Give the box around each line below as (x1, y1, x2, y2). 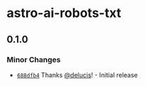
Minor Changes (6, 55, 61, 65)
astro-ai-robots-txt (6, 5, 122, 21)
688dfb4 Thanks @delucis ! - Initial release (16, 70, 139, 79)
